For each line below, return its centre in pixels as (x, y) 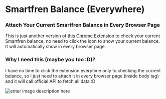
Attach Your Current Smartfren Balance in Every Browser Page (83, 25)
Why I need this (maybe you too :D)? (50, 60)
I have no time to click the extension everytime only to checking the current (83, 70)
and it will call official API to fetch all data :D (50, 81)
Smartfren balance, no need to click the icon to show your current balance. (82, 41)
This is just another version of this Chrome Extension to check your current (83, 36)
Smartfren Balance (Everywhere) (75, 9)
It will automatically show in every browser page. (56, 47)
